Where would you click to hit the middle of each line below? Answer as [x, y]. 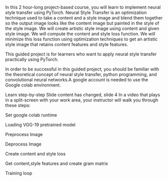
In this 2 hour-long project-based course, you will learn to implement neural [83, 7]
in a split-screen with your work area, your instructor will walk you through [82, 100]
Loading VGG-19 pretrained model [40, 125]
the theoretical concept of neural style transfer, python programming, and [81, 74]
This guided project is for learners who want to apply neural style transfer [81, 54]
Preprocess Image [24, 134]
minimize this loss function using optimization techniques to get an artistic [81, 39]
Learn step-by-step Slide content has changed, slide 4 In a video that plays [83, 95]
